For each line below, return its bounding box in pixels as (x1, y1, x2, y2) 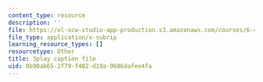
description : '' (8, 19, 61, 27)
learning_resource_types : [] (8, 41, 103, 48)
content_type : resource (8, 11, 86, 20)
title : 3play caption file (8, 55, 96, 63)
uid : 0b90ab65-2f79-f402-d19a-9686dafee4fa (8, 62, 153, 70)
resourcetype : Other (8, 48, 76, 55)
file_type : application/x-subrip (8, 33, 117, 41)
